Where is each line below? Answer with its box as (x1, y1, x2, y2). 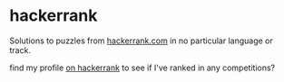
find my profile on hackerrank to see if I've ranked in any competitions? (9, 62, 276, 73)
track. (9, 44, 32, 55)
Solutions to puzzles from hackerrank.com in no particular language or (9, 35, 274, 46)
